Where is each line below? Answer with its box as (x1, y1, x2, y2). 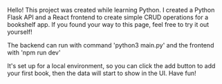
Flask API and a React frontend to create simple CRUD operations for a (7, 13, 209, 21)
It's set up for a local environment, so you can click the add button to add (7, 62, 216, 70)
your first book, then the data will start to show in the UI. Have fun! (7, 69, 196, 77)
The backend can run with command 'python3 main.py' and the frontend (7, 41, 214, 49)
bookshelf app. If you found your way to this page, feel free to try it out (7, 21, 210, 28)
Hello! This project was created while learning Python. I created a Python (7, 6, 215, 14)
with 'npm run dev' (7, 48, 61, 56)
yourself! (7, 28, 33, 36)
